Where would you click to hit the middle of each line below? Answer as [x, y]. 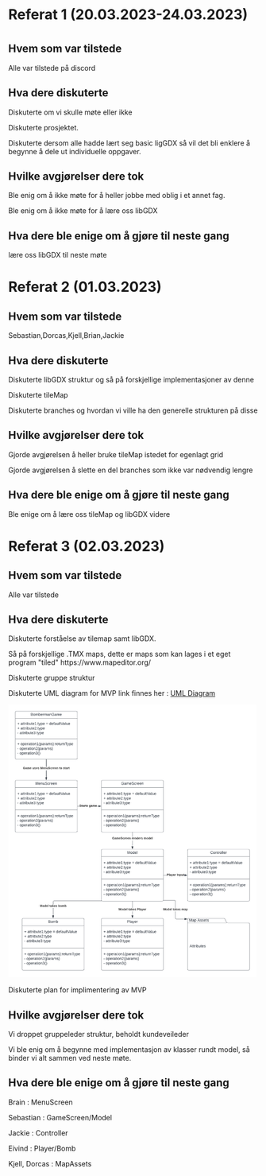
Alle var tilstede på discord [52, 68]
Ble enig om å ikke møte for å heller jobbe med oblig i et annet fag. [117, 196]
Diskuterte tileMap [39, 395]
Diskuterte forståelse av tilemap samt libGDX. [82, 638]
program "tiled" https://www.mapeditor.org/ [80, 662]
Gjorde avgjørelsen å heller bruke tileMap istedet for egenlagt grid [116, 454]
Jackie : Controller [39, 1133]
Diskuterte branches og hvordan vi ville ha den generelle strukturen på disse [133, 410]
